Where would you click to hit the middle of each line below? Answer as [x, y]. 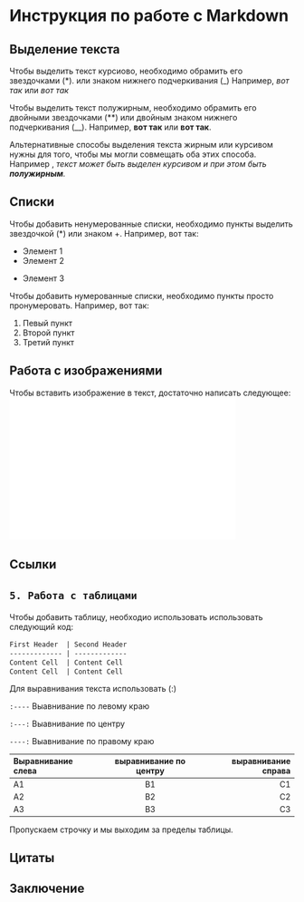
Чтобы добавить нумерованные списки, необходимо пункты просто [142, 296]
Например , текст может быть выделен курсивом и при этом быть [138, 164]
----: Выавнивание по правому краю [82, 741]
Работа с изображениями [86, 371]
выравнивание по [150, 761]
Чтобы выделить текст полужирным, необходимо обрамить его [133, 108]
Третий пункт [48, 342]
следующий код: [42, 626]
